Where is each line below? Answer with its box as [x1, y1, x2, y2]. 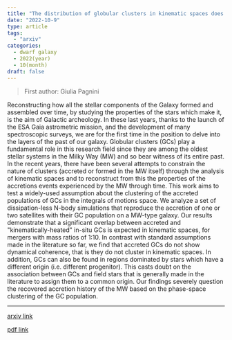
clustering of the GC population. [7, 292, 99, 300]
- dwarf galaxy [13, 49, 57, 56]
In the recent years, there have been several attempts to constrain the [7, 159, 206, 168]
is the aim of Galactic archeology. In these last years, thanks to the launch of [7, 115, 224, 123]
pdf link [7, 325, 29, 333]
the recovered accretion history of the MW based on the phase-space [7, 285, 206, 293]
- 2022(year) [13, 55, 51, 62]
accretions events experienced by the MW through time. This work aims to [7, 181, 220, 190]
